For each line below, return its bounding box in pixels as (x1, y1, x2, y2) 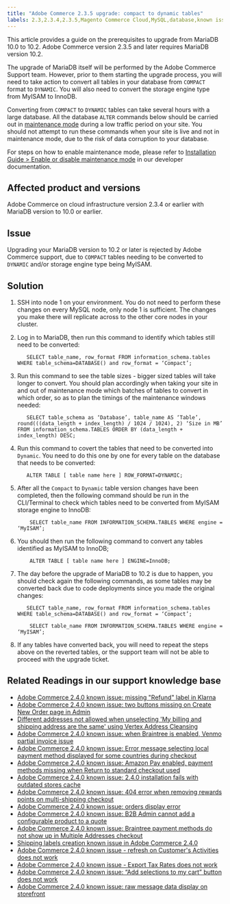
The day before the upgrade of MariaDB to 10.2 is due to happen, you (16, 569, 214, 577)
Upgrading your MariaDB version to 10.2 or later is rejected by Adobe (7, 246, 202, 254)
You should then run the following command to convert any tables (16, 537, 203, 545)
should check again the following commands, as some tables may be (16, 577, 212, 585)
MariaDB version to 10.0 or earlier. (7, 208, 103, 216)
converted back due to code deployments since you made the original (16, 583, 215, 592)
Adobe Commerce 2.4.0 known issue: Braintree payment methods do (16, 824, 213, 832)
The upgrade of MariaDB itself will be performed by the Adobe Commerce (7, 63, 216, 71)
